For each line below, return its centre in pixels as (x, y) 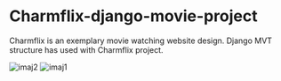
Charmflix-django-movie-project (133, 16)
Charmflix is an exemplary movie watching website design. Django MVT (141, 40)
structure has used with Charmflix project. (86, 49)
